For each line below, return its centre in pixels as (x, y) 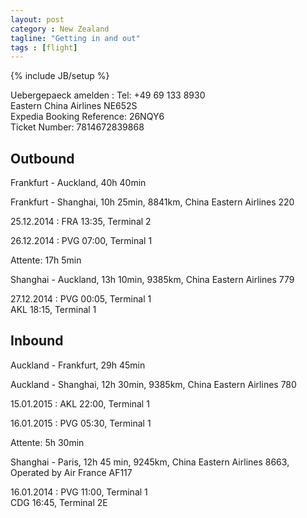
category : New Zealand (60, 29)
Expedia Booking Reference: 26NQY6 (87, 117)
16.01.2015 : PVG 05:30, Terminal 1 (81, 423)
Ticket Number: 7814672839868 (77, 127)
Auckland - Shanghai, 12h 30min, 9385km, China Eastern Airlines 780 (153, 384)
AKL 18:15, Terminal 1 (53, 310)
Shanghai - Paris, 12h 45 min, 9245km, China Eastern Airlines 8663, (150, 462)
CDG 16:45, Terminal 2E (59, 502)
